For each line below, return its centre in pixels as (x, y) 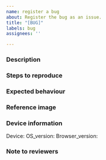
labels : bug (21, 28)
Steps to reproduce (34, 75)
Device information (34, 123)
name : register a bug (33, 12)
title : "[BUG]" (25, 23)
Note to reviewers (32, 152)
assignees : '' (24, 34)
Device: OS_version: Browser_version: (52, 136)
